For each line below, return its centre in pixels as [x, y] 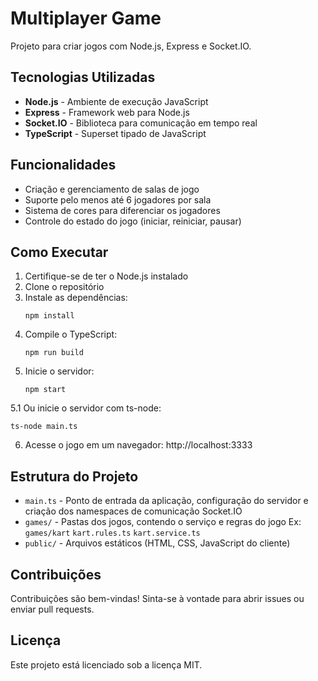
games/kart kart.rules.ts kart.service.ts [112, 533]
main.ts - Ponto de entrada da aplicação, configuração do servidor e [166, 501]
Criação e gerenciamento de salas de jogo [112, 189]
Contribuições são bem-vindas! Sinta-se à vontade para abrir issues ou [157, 598]
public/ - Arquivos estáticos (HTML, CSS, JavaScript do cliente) [157, 543]
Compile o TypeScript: [71, 334]
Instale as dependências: [76, 298]
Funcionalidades [63, 165]
